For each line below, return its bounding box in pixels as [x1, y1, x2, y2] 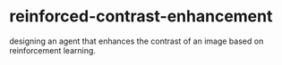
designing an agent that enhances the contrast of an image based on [9, 36, 264, 46]
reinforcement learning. [9, 45, 97, 55]
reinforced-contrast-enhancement [9, 6, 273, 27]
